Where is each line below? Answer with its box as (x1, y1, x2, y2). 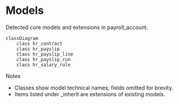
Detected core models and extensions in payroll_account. (5, 24, 148, 31)
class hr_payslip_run (16, 56, 71, 62)
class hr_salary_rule (16, 62, 71, 68)
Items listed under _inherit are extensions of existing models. (14, 90, 166, 97)
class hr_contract (16, 41, 63, 47)
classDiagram (5, 35, 39, 41)
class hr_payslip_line (16, 51, 74, 57)
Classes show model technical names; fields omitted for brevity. (14, 84, 174, 91)
